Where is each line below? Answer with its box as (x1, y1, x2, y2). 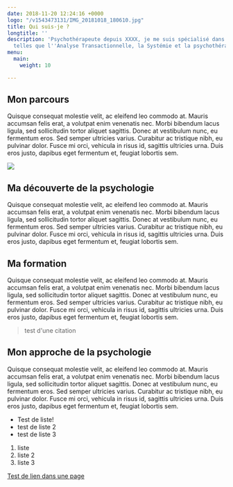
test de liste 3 (17, 430, 57, 438)
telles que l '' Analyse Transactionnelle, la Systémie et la (13, 42, 191, 49)
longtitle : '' (7, 29, 49, 37)
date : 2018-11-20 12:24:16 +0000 (7, 10, 104, 17)
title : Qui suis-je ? (7, 23, 70, 30)
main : (13, 56, 30, 63)
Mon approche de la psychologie (7, 347, 152, 358)
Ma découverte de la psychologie (7, 182, 155, 194)
